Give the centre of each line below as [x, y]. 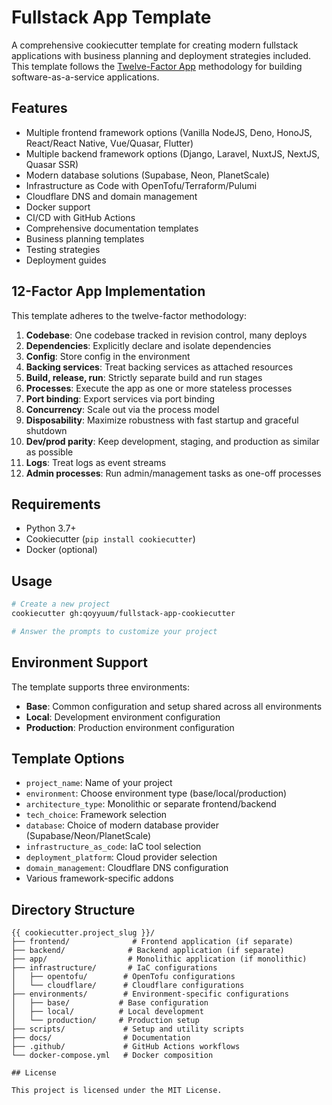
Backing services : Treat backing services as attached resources [159, 367]
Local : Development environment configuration [123, 717]
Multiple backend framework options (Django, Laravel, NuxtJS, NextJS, [173, 153]
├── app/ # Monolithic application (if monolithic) [159, 959]
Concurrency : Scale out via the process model [122, 409]
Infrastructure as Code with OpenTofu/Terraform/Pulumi [141, 185]
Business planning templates [85, 238]
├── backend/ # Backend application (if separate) [148, 951]
